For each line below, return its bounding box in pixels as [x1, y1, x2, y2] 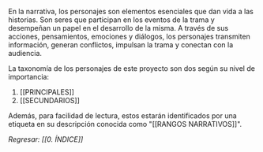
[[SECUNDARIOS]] [19, 96, 81, 105]
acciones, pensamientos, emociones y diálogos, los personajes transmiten [8, 32, 250, 41]
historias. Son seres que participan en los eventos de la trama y [8, 15, 215, 24]
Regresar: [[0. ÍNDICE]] [8, 135, 84, 144]
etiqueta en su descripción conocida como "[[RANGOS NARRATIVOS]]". [8, 120, 242, 128]
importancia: [8, 72, 50, 81]
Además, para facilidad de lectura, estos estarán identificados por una [8, 111, 237, 120]
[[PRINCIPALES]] [19, 87, 75, 97]
